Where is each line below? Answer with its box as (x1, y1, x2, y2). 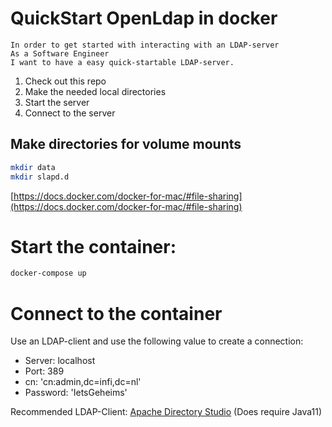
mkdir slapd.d (10, 172, 70, 182)
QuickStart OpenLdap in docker (10, 7, 278, 30)
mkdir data (10, 162, 56, 172)
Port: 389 (24, 365, 65, 377)
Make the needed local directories (24, 85, 167, 97)
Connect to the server (24, 107, 116, 119)
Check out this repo (24, 75, 107, 87)
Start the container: (10, 235, 177, 258)
